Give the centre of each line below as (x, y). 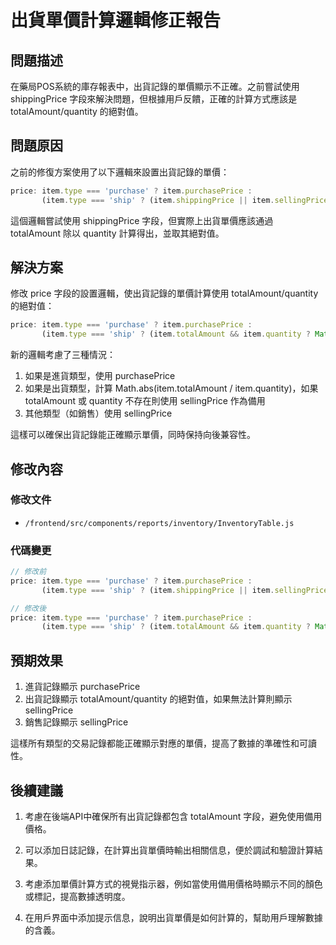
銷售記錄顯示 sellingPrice (76, 722)
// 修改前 (28, 572)
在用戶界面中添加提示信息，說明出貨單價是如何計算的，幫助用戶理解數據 (173, 917)
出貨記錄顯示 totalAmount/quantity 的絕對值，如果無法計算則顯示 (158, 699)
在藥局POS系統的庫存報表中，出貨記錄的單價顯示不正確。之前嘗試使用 (155, 86)
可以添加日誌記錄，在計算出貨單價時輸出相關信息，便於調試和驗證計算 (169, 850)
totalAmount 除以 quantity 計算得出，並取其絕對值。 (117, 233)
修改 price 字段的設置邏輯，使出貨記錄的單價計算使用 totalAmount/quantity (164, 293)
